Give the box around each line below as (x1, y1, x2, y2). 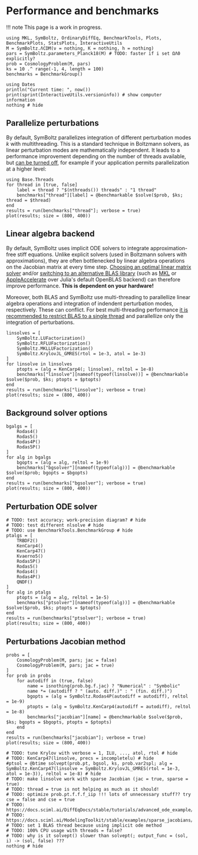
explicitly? (6, 55, 35, 61)
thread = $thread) (6, 197, 51, 203)
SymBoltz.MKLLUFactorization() (16, 345, 94, 352)
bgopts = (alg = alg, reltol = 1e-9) (16, 460, 110, 466)
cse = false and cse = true (6, 797, 75, 802)
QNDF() (16, 579, 33, 585)
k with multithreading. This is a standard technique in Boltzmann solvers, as (6, 140, 190, 147)
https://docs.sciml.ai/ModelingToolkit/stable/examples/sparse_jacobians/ (6, 817, 194, 823)
